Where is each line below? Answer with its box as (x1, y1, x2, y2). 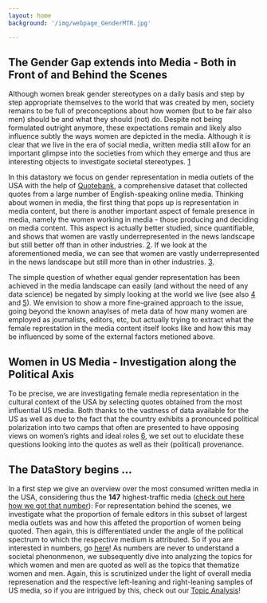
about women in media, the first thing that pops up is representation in (8, 198, 239, 207)
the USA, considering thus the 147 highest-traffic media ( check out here (8, 492, 245, 502)
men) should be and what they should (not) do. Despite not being (8, 115, 222, 124)
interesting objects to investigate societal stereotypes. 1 (8, 157, 191, 167)
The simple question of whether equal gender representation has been (8, 273, 241, 282)
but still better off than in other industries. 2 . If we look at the (8, 240, 207, 250)
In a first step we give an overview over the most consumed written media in (8, 483, 259, 493)
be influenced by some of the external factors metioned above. (8, 332, 215, 341)
